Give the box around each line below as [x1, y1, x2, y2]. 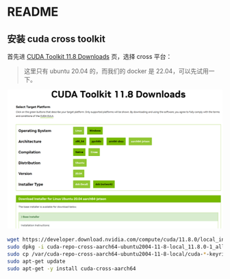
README [7, 4, 59, 20]
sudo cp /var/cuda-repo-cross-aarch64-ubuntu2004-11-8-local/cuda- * [7, 251, 207, 258]
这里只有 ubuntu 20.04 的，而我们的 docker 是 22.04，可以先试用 [23, 67, 209, 75]
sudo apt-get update [7, 258, 66, 265]
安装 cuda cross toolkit [7, 33, 106, 44]
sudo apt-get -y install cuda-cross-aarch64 [7, 265, 136, 272]
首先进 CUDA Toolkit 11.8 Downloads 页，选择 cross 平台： [7, 53, 172, 60]
